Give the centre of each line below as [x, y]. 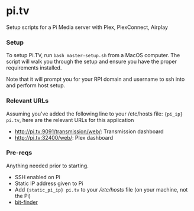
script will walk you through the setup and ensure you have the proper [92, 62]
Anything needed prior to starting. [47, 166]
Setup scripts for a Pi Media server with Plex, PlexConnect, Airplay [87, 27]
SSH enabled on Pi [37, 177]
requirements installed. [34, 68]
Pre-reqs [19, 153]
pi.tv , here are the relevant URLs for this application [70, 120]
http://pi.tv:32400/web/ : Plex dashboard [64, 137]
